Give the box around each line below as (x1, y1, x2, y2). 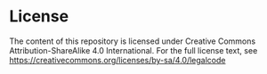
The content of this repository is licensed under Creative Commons (9, 36, 256, 46)
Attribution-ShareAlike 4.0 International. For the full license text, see (9, 45, 258, 55)
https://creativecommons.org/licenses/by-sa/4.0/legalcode (9, 54, 226, 65)
